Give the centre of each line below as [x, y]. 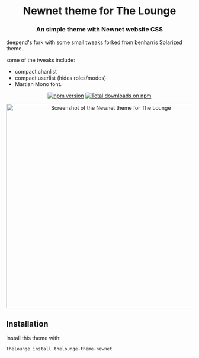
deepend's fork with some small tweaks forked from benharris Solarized [94, 42]
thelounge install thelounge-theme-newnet [59, 349]
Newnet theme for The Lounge [99, 11]
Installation [27, 324]
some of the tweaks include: [41, 60]
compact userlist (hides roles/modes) [60, 78]
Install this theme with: [33, 338]
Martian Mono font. [38, 84]
